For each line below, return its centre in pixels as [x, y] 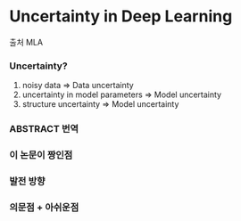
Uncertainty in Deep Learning [121, 16]
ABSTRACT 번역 [44, 129]
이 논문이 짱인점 [41, 155]
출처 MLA [26, 42]
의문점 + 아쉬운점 [44, 207]
